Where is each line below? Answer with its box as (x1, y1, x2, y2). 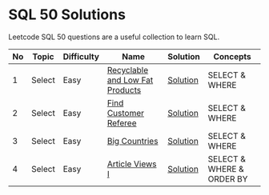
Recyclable (106, 64, 149, 75)
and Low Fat (106, 74, 154, 86)
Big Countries (106, 135, 159, 146)
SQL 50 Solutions (8, 6, 126, 24)
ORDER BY (207, 173, 248, 185)
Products (106, 84, 142, 95)
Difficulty (62, 50, 100, 62)
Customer (106, 107, 145, 118)
